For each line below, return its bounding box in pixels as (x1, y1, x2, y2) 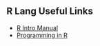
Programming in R (16, 31, 68, 39)
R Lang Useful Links (6, 5, 94, 17)
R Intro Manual (16, 23, 59, 32)
